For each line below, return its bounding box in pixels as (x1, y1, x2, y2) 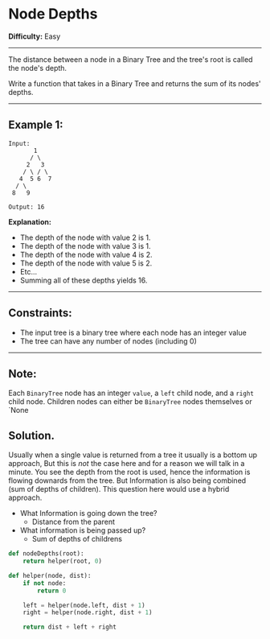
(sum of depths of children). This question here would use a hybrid (8, 484, 230, 494)
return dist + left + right (22, 623, 117, 632)
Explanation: (8, 216, 52, 226)
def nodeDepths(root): (8, 550, 84, 558)
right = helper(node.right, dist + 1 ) (22, 608, 153, 616)
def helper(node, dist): (8, 571, 92, 579)
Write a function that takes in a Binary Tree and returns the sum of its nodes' (8, 78, 261, 89)
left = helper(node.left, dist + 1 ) (22, 601, 146, 609)
